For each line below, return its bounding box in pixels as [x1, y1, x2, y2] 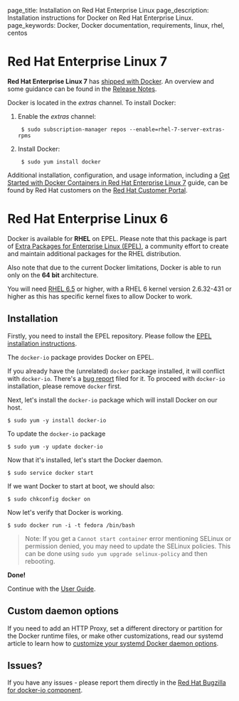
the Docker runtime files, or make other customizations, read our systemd [7, 631, 224, 640]
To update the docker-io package [7, 429, 106, 438]
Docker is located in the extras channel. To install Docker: [7, 98, 176, 107]
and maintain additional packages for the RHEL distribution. [7, 249, 181, 258]
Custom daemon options [7, 605, 119, 617]
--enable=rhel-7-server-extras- [129, 126, 225, 133]
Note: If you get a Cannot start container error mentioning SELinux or [24, 534, 232, 542]
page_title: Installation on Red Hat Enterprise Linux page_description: [7, 6, 209, 14]
